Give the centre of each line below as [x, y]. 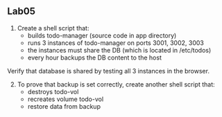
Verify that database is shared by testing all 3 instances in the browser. [109, 71]
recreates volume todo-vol [66, 99]
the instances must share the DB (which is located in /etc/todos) [119, 50]
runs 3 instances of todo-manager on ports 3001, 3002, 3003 [116, 43]
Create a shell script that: [53, 28]
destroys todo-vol [53, 91]
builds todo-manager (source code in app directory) [102, 35]
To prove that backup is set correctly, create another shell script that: [116, 84]
